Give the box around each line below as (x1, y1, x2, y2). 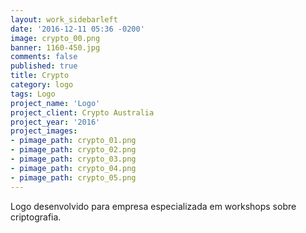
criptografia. (10, 211, 62, 223)
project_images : (10, 126, 78, 136)
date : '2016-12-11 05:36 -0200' (10, 24, 145, 34)
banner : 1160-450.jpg (10, 42, 101, 53)
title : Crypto (10, 71, 70, 81)
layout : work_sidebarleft (10, 14, 118, 25)
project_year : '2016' (10, 117, 101, 127)
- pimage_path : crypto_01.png (10, 136, 137, 146)
